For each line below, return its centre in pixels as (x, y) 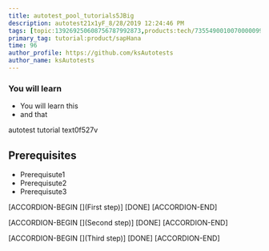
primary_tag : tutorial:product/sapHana (75, 38)
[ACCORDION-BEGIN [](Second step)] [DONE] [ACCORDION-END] (118, 222)
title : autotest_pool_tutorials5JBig (71, 16)
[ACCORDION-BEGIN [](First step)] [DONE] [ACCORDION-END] (113, 207)
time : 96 (23, 46)
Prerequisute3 (43, 191)
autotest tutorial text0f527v (53, 130)
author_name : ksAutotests (51, 61)
